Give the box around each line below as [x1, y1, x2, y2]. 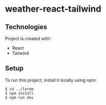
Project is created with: [5, 35, 52, 41]
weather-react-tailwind [5, 3, 102, 15]
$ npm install [5, 91, 34, 96]
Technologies [5, 23, 48, 31]
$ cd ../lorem [5, 87, 34, 91]
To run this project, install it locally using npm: [5, 77, 97, 83]
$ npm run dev [5, 95, 34, 100]
